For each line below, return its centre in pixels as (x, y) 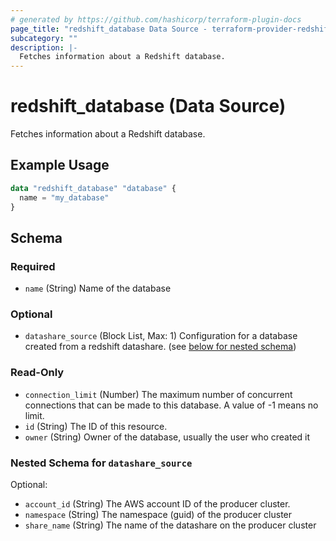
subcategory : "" (44, 38)
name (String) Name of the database (98, 288)
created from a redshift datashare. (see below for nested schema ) (160, 347)
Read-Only (37, 373)
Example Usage (60, 165)
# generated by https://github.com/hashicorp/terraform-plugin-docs (156, 19)
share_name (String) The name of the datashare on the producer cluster (170, 525)
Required (33, 266)
